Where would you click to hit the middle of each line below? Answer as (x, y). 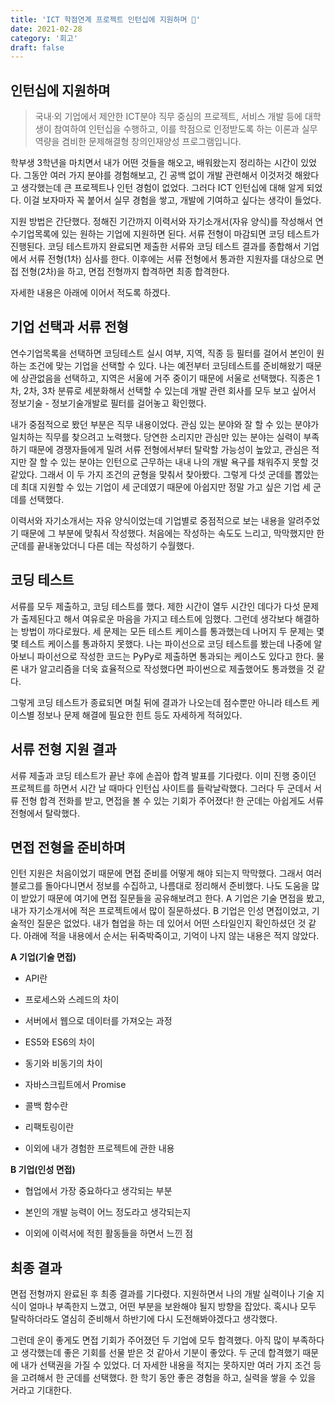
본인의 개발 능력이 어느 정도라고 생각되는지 (108, 1212)
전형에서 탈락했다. (45, 813)
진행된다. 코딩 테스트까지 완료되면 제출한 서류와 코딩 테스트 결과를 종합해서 (156, 247)
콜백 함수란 (46, 1106)
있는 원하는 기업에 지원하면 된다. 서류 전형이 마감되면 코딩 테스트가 (190, 234)
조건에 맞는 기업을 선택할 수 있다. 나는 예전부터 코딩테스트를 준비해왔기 (166, 365)
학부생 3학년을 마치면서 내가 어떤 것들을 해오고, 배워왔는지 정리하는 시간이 (154, 163)
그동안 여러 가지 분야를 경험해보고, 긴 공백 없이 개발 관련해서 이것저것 (158, 175)
